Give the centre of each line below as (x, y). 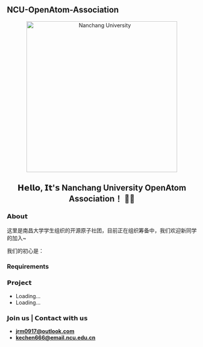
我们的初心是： (25, 250)
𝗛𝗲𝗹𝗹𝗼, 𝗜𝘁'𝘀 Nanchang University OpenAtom (102, 188)
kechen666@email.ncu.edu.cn (55, 338)
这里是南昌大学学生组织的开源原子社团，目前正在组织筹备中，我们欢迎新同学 (102, 230)
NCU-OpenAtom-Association (63, 10)
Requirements (28, 267)
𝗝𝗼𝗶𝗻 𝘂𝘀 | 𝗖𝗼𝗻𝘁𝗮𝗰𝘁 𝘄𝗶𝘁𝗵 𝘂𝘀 (47, 318)
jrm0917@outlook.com (45, 331)
